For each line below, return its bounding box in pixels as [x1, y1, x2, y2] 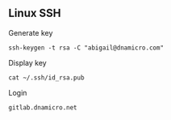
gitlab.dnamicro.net [8, 103, 78, 112]
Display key [8, 58, 47, 67]
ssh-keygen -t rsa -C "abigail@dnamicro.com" [8, 44, 164, 52]
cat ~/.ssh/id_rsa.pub [8, 73, 85, 82]
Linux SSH [8, 6, 62, 20]
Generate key [8, 28, 53, 37]
